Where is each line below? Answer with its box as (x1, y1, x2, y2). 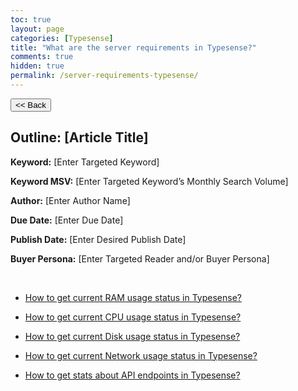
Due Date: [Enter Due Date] (10, 214, 124, 226)
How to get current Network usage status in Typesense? (24, 349, 258, 361)
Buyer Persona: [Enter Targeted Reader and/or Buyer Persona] (10, 252, 270, 265)
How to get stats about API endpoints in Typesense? (24, 369, 241, 381)
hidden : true (10, 61, 65, 71)
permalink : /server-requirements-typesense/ (10, 71, 199, 81)
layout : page (10, 24, 65, 34)
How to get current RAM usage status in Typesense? (24, 291, 242, 303)
